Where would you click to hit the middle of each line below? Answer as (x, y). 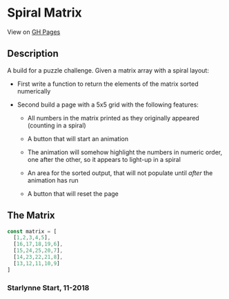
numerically (34, 91)
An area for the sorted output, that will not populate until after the (120, 173)
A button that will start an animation (78, 138)
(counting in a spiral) (57, 125)
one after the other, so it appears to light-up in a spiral (104, 159)
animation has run (53, 180)
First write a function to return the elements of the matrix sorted (108, 84)
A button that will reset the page (73, 193)
